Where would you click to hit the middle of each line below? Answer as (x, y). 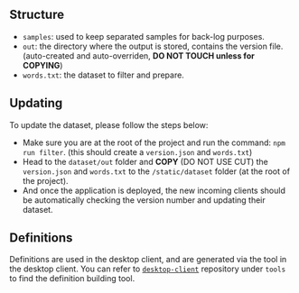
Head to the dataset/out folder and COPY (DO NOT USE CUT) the (145, 161)
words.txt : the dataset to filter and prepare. (103, 75)
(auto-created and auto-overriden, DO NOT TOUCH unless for (138, 55)
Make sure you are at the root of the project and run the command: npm (154, 142)
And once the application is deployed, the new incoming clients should (154, 190)
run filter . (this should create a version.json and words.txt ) (137, 151)
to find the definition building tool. (72, 279)
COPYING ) (42, 65)
